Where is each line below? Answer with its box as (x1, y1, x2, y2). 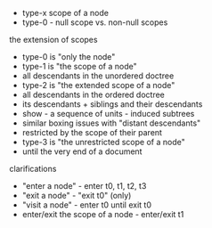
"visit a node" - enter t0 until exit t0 (21, 199, 151, 210)
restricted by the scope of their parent (21, 127, 163, 137)
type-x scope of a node (21, 8, 110, 18)
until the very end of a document (21, 146, 143, 157)
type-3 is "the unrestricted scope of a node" (21, 137, 185, 147)
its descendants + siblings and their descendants (21, 99, 203, 110)
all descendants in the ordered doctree (21, 89, 165, 100)
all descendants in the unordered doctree (21, 70, 175, 81)
